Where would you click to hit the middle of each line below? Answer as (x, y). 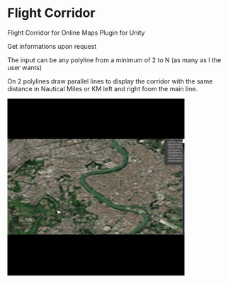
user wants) (25, 67)
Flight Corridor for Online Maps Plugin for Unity (76, 33)
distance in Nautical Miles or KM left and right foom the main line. (103, 88)
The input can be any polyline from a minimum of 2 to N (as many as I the (114, 60)
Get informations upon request (52, 46)
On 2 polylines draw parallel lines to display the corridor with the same (110, 81)
